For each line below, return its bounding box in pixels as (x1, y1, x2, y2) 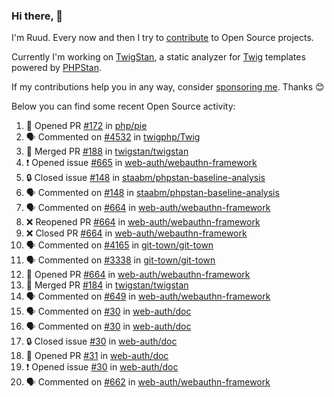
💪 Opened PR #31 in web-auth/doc (25, 350, 169, 362)
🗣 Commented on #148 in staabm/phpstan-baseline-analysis (25, 187, 280, 199)
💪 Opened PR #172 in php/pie (25, 120, 148, 132)
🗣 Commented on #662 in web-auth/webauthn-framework (25, 376, 271, 388)
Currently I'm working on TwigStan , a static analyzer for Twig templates (11, 51, 306, 63)
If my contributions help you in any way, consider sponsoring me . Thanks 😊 (11, 81, 325, 93)
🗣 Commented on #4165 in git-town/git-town (25, 239, 214, 251)
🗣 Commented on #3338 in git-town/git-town (25, 254, 216, 266)
